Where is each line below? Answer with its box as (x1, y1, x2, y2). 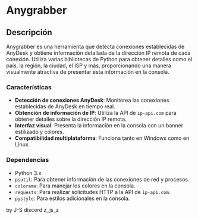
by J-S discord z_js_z (6, 206, 59, 213)
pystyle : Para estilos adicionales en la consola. (14, 195, 130, 202)
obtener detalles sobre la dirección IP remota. (14, 115, 127, 123)
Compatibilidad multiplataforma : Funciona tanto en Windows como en (14, 134, 190, 142)
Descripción (6, 27, 52, 37)
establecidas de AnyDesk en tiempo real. (14, 103, 116, 110)
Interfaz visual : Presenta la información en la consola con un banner (14, 122, 184, 129)
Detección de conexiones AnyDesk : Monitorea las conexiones (14, 96, 169, 104)
